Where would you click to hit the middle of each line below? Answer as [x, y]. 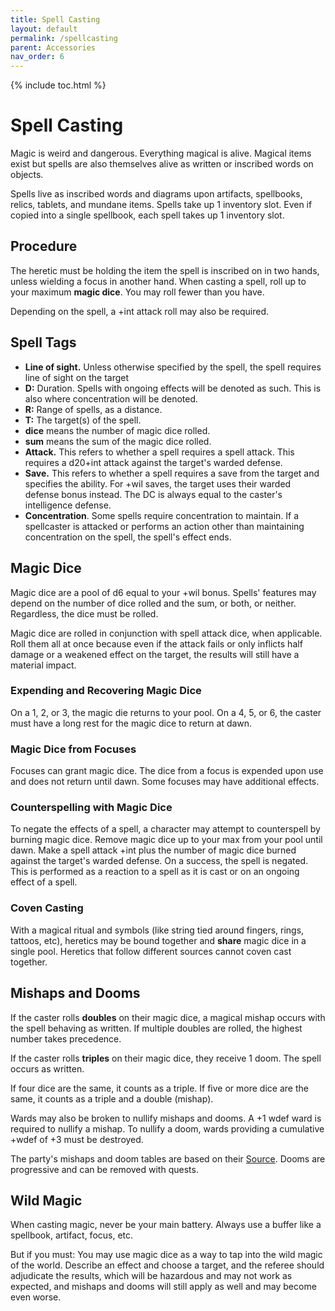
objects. [27, 175]
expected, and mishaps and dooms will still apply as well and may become [163, 1287]
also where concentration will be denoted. [111, 398]
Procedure [44, 246]
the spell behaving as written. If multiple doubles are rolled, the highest [156, 1028]
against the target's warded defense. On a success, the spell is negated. [159, 861]
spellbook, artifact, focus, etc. [72, 1235]
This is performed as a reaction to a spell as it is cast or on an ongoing [155, 872]
